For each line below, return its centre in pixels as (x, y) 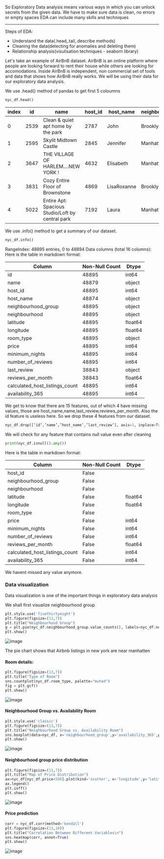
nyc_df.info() (20, 240)
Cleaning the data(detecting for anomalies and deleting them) (74, 46)
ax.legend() (17, 784)
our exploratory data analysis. (35, 82)
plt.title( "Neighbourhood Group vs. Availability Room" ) (64, 730)
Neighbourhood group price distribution (47, 760)
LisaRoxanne (122, 186)
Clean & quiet (59, 120)
